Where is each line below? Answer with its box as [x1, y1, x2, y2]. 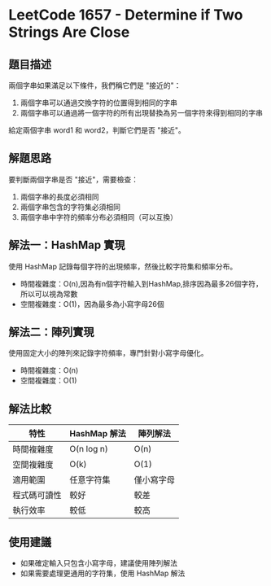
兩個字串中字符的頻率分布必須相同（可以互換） [20, 212, 177, 221]
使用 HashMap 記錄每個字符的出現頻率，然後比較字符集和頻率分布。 [8, 261, 238, 271]
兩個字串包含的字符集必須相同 [20, 202, 120, 212]
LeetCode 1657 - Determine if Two [8, 6, 243, 24]
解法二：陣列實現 [8, 326, 94, 339]
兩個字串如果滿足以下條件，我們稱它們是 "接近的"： [8, 81, 181, 90]
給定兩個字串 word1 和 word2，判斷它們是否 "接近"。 [8, 125, 186, 135]
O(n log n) [69, 444, 108, 455]
